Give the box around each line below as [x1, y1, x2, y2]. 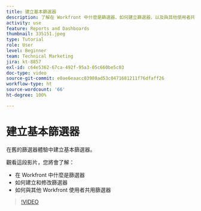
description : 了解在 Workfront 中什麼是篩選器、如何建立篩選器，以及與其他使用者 [6, 14, 191, 20]
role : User [6, 42, 33, 48]
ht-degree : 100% [6, 92, 47, 98]
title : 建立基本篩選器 [6, 8, 57, 15]
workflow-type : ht [6, 81, 52, 87]
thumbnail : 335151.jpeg [6, 31, 66, 37]
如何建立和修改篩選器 [14, 179, 68, 186]
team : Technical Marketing [6, 53, 74, 59]
